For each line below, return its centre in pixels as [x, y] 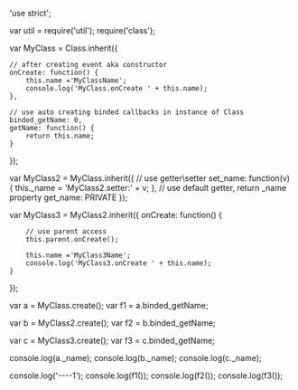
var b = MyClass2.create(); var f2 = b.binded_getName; [112, 323]
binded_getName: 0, [46, 120]
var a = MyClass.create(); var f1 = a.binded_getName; [109, 305]
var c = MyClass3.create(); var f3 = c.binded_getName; [112, 340]
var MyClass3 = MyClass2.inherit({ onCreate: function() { [116, 215]
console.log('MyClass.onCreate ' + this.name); [116, 89]
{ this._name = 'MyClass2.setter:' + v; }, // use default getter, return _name [148, 188]
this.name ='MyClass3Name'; [78, 255]
